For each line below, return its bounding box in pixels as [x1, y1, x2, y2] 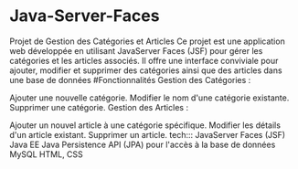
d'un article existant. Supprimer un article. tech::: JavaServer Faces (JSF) [9, 129, 286, 140]
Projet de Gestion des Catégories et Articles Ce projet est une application [9, 36, 285, 47]
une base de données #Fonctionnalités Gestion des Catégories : [9, 74, 251, 85]
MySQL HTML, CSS [9, 148, 84, 160]
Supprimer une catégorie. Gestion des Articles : [9, 101, 189, 112]
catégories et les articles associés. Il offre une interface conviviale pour [9, 55, 279, 66]
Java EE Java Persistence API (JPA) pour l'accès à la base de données [9, 139, 276, 150]
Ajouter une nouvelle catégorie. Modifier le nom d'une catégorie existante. [9, 92, 290, 103]
